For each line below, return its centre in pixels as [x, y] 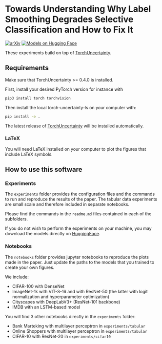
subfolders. [17, 219]
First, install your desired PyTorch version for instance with [64, 89]
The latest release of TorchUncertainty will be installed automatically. [74, 126]
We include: [17, 277]
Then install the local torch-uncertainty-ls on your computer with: [71, 107]
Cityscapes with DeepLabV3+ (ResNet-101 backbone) [66, 302]
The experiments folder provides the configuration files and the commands [80, 194]
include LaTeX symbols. [29, 154]
